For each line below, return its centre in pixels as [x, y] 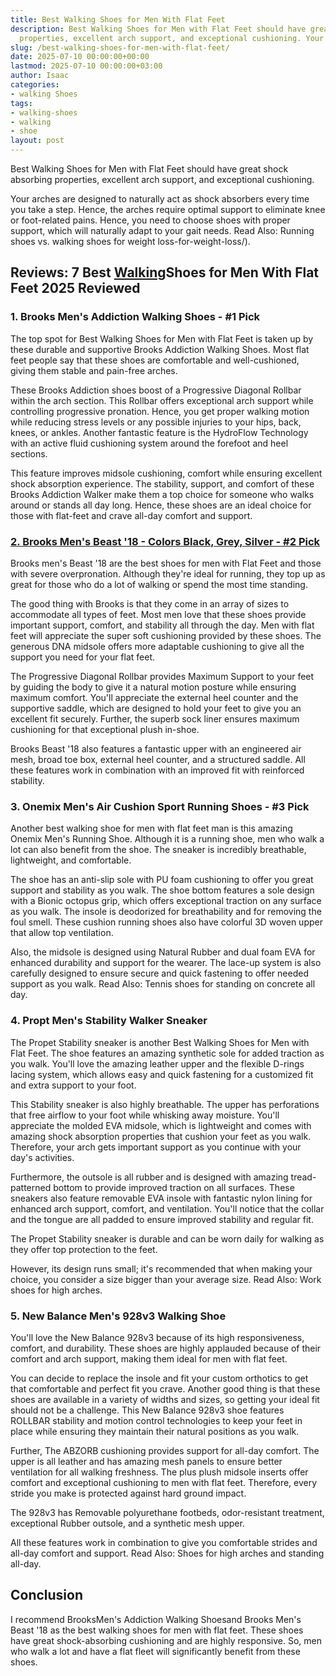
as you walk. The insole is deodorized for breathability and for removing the [166, 912]
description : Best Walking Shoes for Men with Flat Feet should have [158, 29]
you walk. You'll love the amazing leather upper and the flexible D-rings [157, 1063]
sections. [29, 453]
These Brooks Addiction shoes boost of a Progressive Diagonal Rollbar [156, 390]
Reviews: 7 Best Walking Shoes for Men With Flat [165, 272]
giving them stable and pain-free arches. [94, 370]
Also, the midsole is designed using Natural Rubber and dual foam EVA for [163, 952]
